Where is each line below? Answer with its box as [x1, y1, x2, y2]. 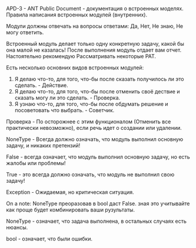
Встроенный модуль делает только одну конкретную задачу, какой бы [6, 41, 184, 47]
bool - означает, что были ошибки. [6, 235, 93, 242]
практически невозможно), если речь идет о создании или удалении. [6, 125, 182, 131]
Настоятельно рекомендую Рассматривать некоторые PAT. [6, 53, 157, 59]
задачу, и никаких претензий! [6, 142, 81, 149]
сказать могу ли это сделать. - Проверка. [14, 94, 121, 101]
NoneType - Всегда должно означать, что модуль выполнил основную [6, 136, 184, 143]
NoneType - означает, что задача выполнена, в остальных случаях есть [6, 217, 187, 224]
